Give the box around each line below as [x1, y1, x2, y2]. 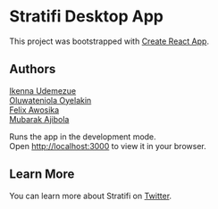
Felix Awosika [9, 104, 60, 115]
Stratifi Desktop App [9, 6, 163, 27]
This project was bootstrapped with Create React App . [9, 36, 210, 46]
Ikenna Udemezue [9, 85, 77, 96]
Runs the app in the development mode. [9, 131, 156, 142]
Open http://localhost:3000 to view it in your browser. [9, 140, 207, 151]
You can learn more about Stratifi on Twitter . [9, 190, 172, 201]
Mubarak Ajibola [9, 113, 70, 124]
